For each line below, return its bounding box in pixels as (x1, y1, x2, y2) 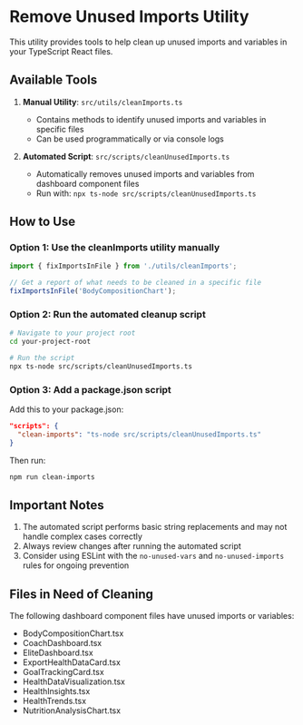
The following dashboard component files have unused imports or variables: (9, 611, 295, 622)
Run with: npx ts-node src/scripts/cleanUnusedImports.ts (35, 188, 257, 199)
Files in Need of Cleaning (9, 586, 154, 602)
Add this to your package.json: (9, 404, 124, 415)
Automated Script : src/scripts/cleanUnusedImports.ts (22, 151, 230, 162)
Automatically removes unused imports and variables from (35, 168, 255, 179)
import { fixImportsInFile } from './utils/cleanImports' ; (9, 261, 238, 271)
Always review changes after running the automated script (22, 541, 242, 552)
